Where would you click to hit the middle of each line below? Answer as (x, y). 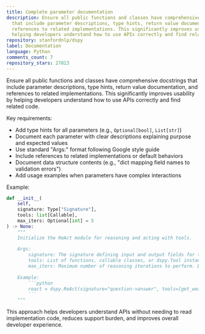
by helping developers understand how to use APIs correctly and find (94, 100)
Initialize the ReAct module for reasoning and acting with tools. (105, 238)
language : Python (28, 52)
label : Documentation (34, 46)
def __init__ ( (24, 198)
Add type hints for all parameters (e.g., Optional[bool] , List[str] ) (98, 130)
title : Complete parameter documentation (60, 12)
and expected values (41, 143)
